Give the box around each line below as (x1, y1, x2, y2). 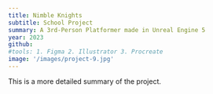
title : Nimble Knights (8, 11, 83, 20)
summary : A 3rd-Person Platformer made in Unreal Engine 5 (8, 26, 206, 34)
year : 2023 (8, 33, 44, 42)
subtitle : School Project (8, 19, 93, 27)
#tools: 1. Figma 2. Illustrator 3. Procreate (8, 48, 163, 56)
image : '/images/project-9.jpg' (8, 56, 114, 63)
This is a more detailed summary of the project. (8, 76, 162, 86)
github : (8, 41, 34, 49)
